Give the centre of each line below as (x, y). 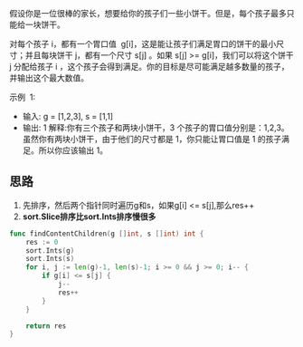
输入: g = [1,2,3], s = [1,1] (68, 116)
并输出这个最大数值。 (49, 78)
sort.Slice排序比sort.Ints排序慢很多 (89, 217)
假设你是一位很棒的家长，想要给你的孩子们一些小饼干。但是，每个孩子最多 (148, 13)
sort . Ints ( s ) (50, 259)
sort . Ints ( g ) (50, 251)
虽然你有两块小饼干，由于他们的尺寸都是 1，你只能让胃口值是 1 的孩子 (152, 139)
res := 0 (42, 242)
